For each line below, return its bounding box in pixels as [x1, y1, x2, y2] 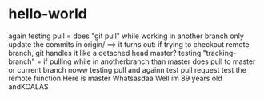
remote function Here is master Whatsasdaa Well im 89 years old [8, 73, 222, 83]
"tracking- [202, 48, 237, 57]
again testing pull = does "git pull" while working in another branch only [8, 31, 244, 41]
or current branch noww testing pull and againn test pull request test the [8, 65, 246, 74]
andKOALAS [8, 81, 50, 92]
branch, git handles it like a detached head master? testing [8, 48, 202, 57]
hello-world [8, 5, 88, 23]
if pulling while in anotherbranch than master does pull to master [42, 57, 256, 66]
